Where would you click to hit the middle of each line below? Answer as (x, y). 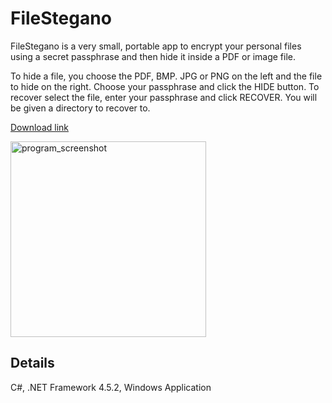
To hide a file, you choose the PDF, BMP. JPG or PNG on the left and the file (166, 76)
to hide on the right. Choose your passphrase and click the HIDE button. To (165, 86)
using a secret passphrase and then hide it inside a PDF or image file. (153, 56)
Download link (40, 127)
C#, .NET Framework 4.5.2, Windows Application (111, 387)
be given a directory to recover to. (80, 108)
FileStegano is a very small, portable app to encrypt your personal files (156, 46)
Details (32, 363)
